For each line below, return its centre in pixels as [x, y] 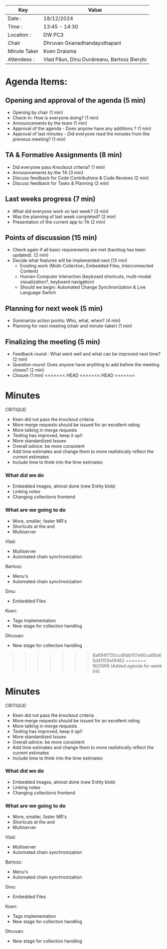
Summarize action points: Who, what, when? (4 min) [66, 321]
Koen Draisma [60, 51]
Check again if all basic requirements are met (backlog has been [79, 250]
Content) [29, 271]
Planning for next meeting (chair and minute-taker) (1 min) [72, 326]
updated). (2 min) [30, 255]
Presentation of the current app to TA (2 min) [59, 222]
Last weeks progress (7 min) [50, 199]
